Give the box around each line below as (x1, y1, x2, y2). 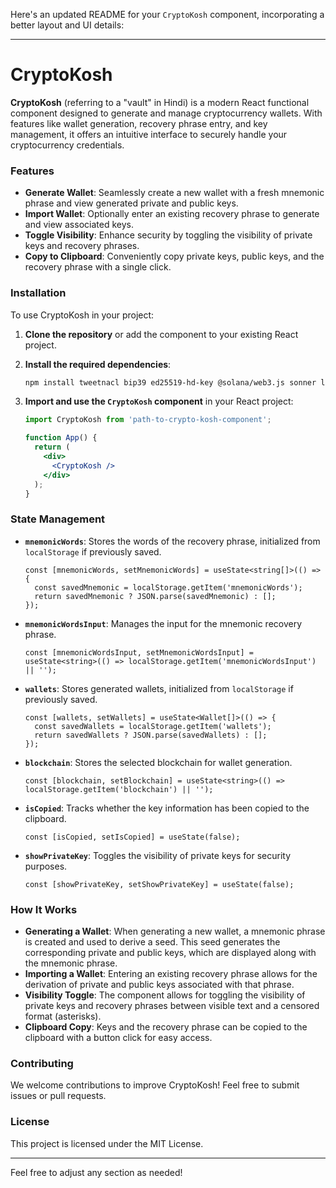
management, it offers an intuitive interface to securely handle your (10, 128, 288, 140)
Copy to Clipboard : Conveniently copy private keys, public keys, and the (24, 250, 325, 263)
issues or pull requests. (10, 1090, 107, 1102)
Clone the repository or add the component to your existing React (24, 328, 299, 340)
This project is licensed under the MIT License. (10, 1137, 204, 1149)
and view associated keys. (24, 219, 134, 231)
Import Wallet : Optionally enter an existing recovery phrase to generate (24, 208, 320, 220)
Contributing (10, 1056, 74, 1070)
